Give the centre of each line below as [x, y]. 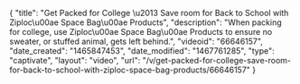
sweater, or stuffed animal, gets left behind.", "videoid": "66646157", [136, 41]
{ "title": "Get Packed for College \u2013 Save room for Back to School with [149, 13]
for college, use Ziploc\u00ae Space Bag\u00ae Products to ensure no [141, 32]
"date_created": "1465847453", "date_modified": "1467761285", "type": [142, 51]
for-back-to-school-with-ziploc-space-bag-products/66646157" [130, 70]
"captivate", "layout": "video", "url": [75, 60]
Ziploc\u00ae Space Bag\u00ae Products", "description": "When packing [145, 22]
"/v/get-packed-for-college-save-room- [217, 60]
